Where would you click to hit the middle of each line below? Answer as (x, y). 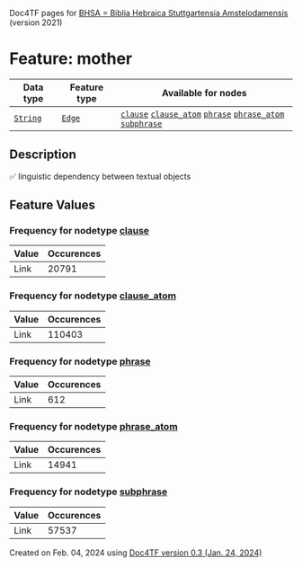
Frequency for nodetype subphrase (89, 492)
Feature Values (53, 205)
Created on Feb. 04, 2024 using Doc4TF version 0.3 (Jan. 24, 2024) (136, 553)
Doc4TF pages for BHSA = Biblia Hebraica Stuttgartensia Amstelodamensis (149, 13)
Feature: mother (71, 59)
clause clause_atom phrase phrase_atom (203, 114)
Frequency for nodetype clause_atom (93, 296)
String (28, 118)
